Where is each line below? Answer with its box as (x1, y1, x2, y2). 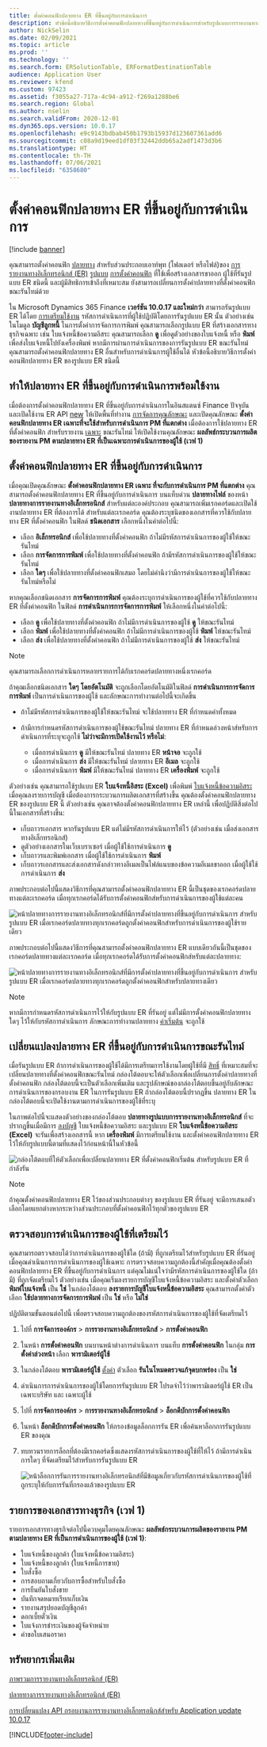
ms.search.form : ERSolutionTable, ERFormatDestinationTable (9, 63, 212, 71)
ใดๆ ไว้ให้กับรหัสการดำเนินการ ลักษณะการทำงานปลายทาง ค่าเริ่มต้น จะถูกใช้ (9, 1016, 205, 1026)
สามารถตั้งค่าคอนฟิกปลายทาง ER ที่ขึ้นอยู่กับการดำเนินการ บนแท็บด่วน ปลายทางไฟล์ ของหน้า (9, 489, 249, 499)
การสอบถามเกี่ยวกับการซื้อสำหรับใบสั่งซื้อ (20, 1576, 126, 1585)
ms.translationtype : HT (9, 144, 88, 152)
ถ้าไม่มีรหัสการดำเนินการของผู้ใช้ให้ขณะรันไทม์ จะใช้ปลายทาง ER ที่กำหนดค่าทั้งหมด (20, 707, 237, 716)
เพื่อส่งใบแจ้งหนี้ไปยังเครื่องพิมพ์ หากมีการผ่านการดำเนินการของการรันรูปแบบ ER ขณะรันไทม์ (9, 338, 249, 347)
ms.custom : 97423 (9, 85, 67, 93)
